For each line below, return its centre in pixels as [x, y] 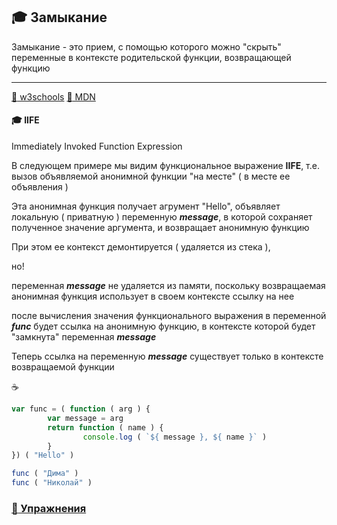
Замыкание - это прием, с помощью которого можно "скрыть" [146, 46]
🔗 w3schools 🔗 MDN [53, 96]
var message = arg [85, 418]
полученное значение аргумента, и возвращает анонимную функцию [160, 228]
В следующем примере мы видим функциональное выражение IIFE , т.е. [165, 166]
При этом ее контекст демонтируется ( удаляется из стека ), [141, 247]
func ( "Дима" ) [45, 474]
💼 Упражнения [49, 508]
